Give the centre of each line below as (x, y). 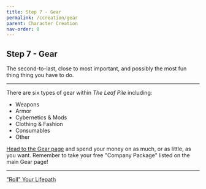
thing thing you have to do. (40, 75)
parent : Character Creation (42, 23)
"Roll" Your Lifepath (31, 180)
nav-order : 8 (23, 29)
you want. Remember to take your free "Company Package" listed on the (98, 155)
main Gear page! (27, 162)
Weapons (27, 105)
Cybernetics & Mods (41, 117)
